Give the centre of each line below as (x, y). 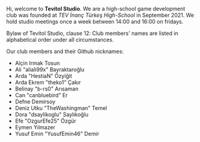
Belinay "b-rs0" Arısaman (47, 89)
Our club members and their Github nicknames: (65, 51)
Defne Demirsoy (35, 102)
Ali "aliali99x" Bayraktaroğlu (50, 69)
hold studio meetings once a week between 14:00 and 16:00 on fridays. (95, 21)
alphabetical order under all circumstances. (60, 40)
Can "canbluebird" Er (41, 95)
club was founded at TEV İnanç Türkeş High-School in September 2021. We (100, 15)
